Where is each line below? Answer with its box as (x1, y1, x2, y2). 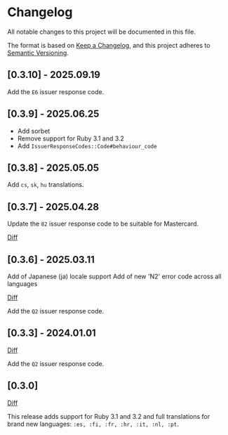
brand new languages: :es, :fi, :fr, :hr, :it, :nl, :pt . (7, 420, 179, 428)
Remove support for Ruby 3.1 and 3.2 (17, 134, 125, 143)
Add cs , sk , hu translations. (7, 181, 84, 189)
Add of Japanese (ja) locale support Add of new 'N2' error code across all (7, 272, 222, 280)
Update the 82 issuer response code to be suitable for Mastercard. (7, 219, 199, 228)
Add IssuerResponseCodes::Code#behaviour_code (17, 141, 157, 150)
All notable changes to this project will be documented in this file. (7, 27, 196, 36)
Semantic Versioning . (7, 48, 69, 57)
